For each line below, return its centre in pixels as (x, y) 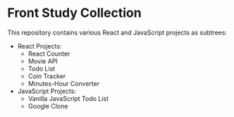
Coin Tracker (47, 76)
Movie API (43, 61)
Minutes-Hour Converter (64, 83)
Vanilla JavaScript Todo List (68, 98)
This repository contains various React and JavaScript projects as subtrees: (117, 32)
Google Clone (48, 106)
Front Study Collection (75, 13)
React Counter (49, 54)
